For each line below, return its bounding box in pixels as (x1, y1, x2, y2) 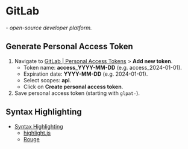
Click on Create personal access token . (23, 83, 124, 90)
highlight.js (23, 129, 51, 136)
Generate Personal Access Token (5, 41, 133, 52)
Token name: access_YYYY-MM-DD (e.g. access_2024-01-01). (23, 64, 182, 71)
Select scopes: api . (23, 76, 72, 84)
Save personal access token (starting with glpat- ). (14, 89, 140, 97)
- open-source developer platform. (5, 24, 92, 31)
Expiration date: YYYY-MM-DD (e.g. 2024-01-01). (23, 70, 148, 78)
